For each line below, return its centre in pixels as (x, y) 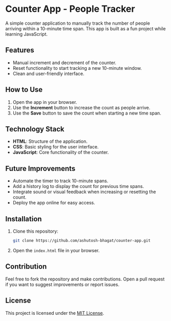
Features (20, 50)
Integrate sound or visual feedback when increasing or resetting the (84, 192)
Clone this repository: (35, 231)
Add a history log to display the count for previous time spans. (78, 186)
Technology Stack (35, 129)
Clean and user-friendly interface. (48, 73)
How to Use (24, 90)
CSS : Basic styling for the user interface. (56, 147)
